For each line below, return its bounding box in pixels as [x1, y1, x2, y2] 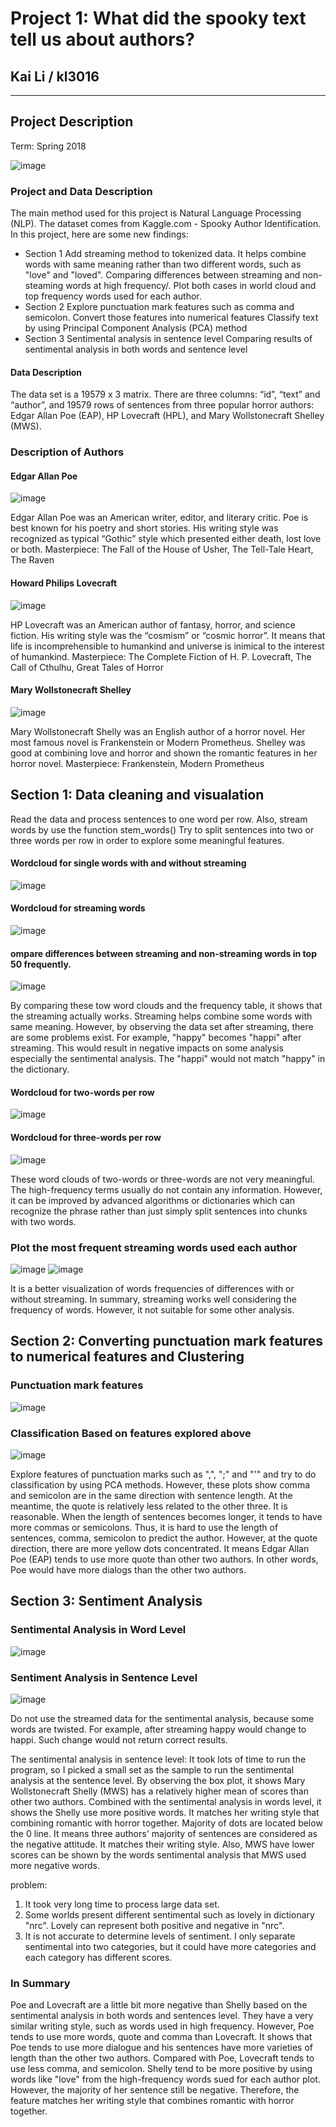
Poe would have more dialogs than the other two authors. [10, 1563, 247, 1576]
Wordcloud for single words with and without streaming [10, 857, 247, 869]
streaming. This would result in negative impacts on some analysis [10, 1042, 284, 1054]
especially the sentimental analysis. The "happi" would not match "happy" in [10, 1053, 326, 1065]
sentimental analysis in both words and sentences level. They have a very [10, 2010, 314, 2022]
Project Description [10, 113, 134, 131]
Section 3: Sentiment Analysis [10, 1593, 203, 1610]
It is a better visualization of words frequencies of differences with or [10, 1282, 295, 1294]
